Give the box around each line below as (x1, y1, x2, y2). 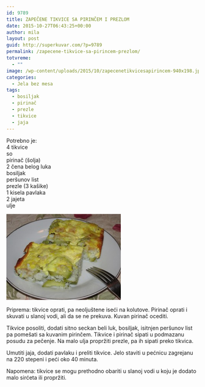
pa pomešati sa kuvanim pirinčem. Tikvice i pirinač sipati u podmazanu (6, 330, 185, 338)
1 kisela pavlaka (6, 189, 46, 196)
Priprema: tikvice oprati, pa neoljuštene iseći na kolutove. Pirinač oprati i (6, 306, 188, 313)
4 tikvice (6, 143, 29, 151)
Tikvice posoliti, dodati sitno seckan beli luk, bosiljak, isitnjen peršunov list (6, 324, 193, 331)
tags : (6, 87, 20, 93)
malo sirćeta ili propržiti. (6, 374, 67, 381)
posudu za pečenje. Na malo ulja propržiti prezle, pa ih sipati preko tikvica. (6, 337, 194, 344)
